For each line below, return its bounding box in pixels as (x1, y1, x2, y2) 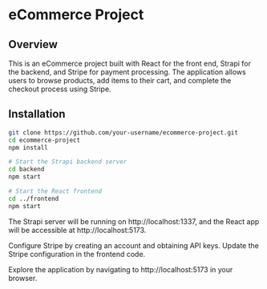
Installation (8, 107, 66, 121)
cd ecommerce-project (8, 136, 81, 144)
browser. (8, 273, 38, 283)
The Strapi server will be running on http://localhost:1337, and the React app (8, 216, 260, 226)
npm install (8, 143, 48, 151)
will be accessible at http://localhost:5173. (8, 225, 147, 235)
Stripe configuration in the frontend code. (8, 249, 146, 259)
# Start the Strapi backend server (8, 158, 127, 166)
